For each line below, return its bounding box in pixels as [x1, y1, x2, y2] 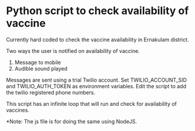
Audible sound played [14, 65, 68, 72]
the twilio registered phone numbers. [6, 89, 96, 96]
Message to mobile [14, 59, 61, 66]
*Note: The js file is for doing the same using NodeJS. [6, 117, 137, 125]
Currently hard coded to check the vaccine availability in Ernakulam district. [6, 36, 189, 43]
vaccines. [6, 106, 29, 113]
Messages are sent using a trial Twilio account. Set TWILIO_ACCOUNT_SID [6, 76, 187, 83]
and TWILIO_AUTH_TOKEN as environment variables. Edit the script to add [6, 82, 187, 89]
